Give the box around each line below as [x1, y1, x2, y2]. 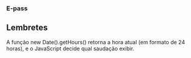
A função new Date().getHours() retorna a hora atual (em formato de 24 [6, 38, 186, 45]
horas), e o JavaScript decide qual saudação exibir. [6, 45, 135, 52]
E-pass [6, 4, 28, 13]
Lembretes [6, 23, 49, 33]
